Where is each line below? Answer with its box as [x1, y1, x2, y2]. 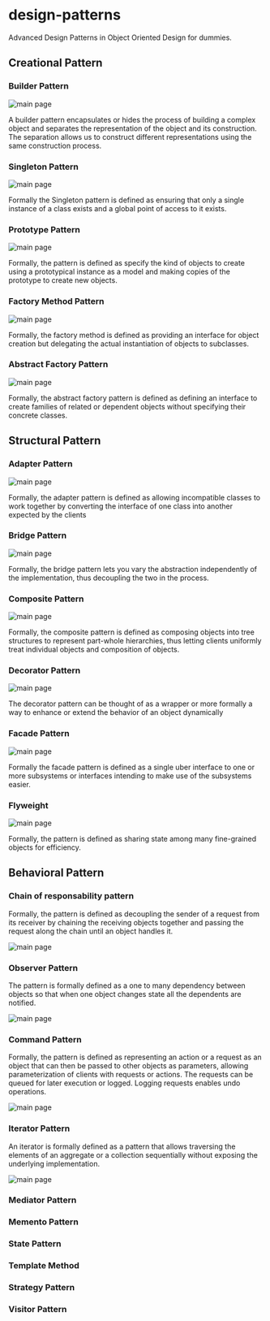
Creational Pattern [8, 56, 103, 70]
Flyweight [8, 799, 49, 811]
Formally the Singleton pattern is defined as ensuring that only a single [8, 195, 245, 205]
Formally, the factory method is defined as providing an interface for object [8, 330, 259, 340]
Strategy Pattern [8, 1282, 75, 1293]
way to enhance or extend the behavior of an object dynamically [8, 708, 224, 717]
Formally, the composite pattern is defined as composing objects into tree [8, 627, 255, 637]
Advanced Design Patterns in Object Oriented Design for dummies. [8, 32, 233, 42]
